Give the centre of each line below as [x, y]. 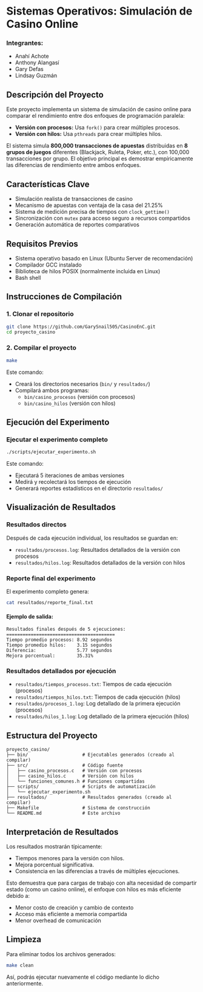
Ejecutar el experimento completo [57, 440]
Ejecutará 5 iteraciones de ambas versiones [70, 475]
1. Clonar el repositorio [40, 314]
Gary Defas [29, 69]
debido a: [18, 896]
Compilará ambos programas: [52, 390]
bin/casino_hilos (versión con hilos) [70, 403]
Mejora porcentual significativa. [55, 865]
